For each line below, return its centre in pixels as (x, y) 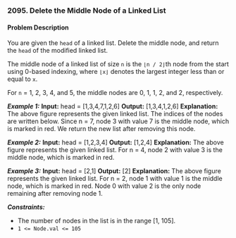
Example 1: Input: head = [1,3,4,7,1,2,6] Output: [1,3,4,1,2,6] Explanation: (113, 106)
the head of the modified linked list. (57, 51)
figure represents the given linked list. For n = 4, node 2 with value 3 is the (115, 150)
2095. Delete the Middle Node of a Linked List (87, 11)
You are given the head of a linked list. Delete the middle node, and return (113, 43)
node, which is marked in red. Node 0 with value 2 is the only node (104, 186)
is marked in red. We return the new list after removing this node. (101, 129)
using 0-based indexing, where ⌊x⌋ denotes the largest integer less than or (116, 72)
